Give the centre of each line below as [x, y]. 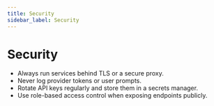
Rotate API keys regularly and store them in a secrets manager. [108, 88]
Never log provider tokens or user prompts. [79, 81]
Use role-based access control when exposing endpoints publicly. [112, 96]
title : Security [31, 14]
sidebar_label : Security [43, 20]
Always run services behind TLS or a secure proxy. [90, 73]
